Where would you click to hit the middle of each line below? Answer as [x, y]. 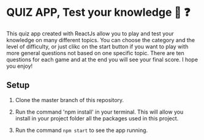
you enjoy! [20, 66]
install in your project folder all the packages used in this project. [97, 118]
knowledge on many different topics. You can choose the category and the [100, 40]
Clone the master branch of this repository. [70, 100]
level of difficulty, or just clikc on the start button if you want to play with [97, 46]
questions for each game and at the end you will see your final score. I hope [102, 59]
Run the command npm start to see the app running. [81, 130]
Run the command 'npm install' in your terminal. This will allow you [99, 112]
